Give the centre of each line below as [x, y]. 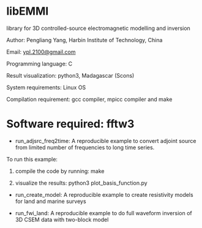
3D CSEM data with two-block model [62, 219]
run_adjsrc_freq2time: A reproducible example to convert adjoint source [106, 141]
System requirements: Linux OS [46, 87]
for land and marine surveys [51, 201]
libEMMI [28, 11]
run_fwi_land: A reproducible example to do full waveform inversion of [103, 213]
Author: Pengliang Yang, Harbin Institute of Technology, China [84, 40]
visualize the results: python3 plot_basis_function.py [81, 183]
